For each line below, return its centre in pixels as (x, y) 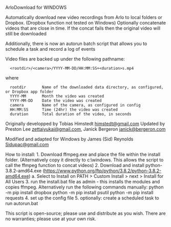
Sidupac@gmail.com (27, 145)
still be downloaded (26, 34)
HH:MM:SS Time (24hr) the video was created (64, 110)
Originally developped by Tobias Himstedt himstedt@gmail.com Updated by (85, 123)
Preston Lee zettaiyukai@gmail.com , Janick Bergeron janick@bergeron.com (85, 129)
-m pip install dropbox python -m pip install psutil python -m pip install (79, 192)
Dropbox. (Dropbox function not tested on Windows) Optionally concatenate (86, 23)
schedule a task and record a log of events (50, 49)
